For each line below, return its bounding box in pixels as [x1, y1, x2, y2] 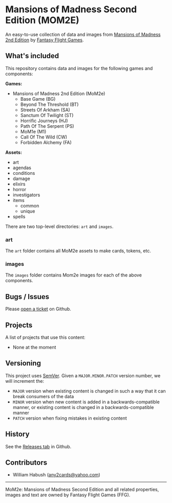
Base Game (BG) [20, 96, 56, 102]
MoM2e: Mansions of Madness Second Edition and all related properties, [5, 487, 159, 493]
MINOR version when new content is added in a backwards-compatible [12, 399, 160, 405]
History [5, 430, 30, 439]
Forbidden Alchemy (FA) [20, 139, 72, 145]
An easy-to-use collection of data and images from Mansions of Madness [5, 31, 161, 37]
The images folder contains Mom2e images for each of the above [5, 272, 142, 278]
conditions [12, 170, 35, 176]
